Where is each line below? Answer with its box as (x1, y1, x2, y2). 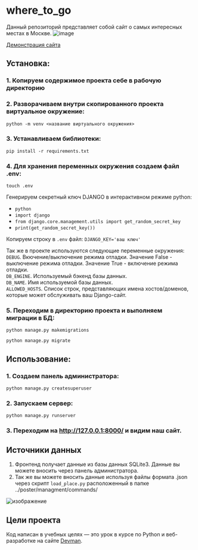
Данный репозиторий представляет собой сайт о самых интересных (6, 23, 182, 30)
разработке (6, 537, 36, 544)
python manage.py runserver (6, 413, 76, 419)
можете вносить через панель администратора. (14, 467, 139, 474)
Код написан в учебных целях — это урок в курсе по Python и (6, 530, 165, 537)
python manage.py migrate (6, 338, 70, 344)
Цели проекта (6, 515, 61, 525)
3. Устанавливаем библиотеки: (6, 135, 101, 143)
